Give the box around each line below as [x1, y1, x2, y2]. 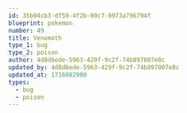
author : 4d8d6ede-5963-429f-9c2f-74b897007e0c [8, 56, 166, 64]
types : [8, 78, 30, 86]
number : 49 [8, 26, 45, 34]
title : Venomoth [8, 33, 62, 42]
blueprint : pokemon [8, 19, 73, 27]
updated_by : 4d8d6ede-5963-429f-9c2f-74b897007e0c [8, 64, 180, 72]
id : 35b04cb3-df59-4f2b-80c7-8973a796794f [8, 11, 151, 20]
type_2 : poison [8, 49, 59, 56]
